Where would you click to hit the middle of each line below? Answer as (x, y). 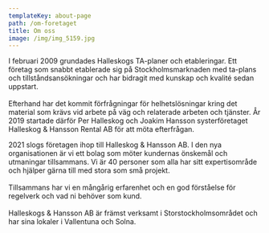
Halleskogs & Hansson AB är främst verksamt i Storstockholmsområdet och (133, 213)
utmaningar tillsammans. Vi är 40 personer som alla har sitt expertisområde (133, 162)
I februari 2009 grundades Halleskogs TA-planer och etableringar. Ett (123, 61)
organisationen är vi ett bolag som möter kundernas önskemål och (118, 153)
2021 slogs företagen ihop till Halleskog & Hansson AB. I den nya (115, 145)
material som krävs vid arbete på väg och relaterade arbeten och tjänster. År (134, 112)
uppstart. (23, 87)
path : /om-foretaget (43, 23)
